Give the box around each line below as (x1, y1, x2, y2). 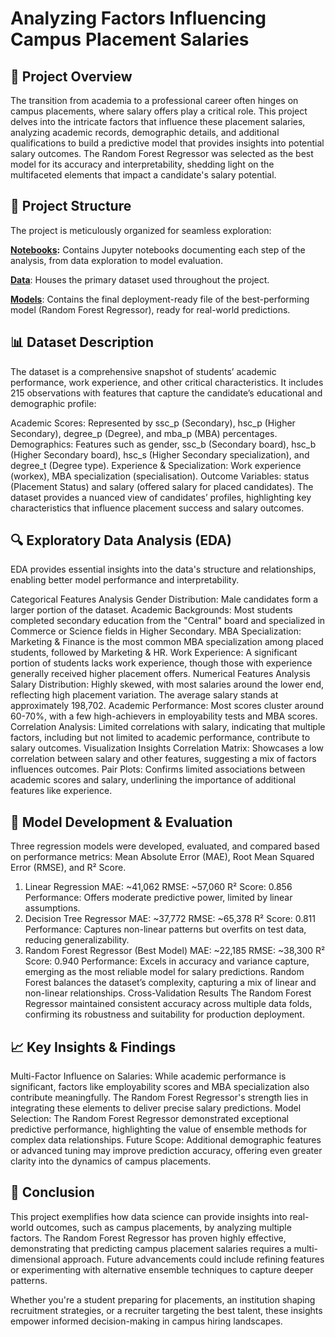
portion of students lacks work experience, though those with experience (10, 657, 313, 669)
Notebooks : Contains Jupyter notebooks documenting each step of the (10, 243, 306, 256)
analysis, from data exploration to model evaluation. (10, 254, 223, 266)
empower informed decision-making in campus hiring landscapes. (10, 1315, 283, 1327)
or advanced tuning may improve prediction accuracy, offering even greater (10, 1145, 323, 1157)
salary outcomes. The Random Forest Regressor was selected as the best (10, 148, 314, 159)
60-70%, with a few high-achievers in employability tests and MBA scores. (10, 710, 318, 722)
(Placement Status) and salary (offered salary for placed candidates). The (10, 480, 314, 492)
